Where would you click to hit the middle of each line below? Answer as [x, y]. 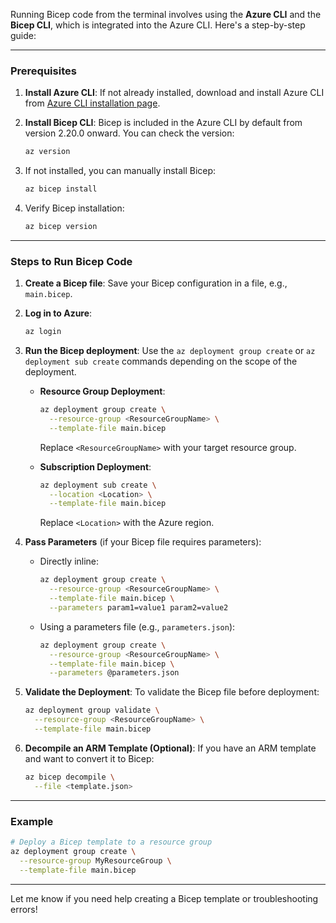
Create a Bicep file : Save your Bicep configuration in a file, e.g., [156, 283]
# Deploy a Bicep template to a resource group [111, 842]
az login [43, 332]
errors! [24, 909]
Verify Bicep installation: [74, 208]
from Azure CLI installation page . [92, 103]
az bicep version [61, 227]
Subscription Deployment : [95, 466]
